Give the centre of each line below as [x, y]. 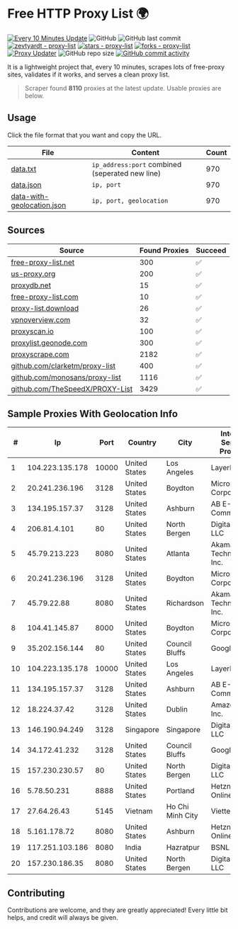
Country [142, 443]
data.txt [24, 169]
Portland [180, 791]
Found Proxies [164, 250]
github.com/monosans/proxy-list [66, 377]
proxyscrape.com [40, 354]
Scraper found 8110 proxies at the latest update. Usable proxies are [123, 88]
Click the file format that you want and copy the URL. [84, 135]
